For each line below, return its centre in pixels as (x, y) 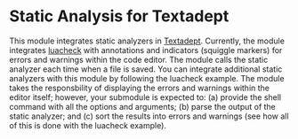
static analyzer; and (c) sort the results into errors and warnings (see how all (149, 116)
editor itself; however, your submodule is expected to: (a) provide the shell (145, 97)
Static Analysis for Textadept (119, 16)
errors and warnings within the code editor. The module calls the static (139, 59)
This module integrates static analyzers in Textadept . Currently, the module (147, 41)
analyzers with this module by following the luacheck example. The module (147, 78)
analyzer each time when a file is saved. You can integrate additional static (146, 69)
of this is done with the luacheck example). (88, 125)
